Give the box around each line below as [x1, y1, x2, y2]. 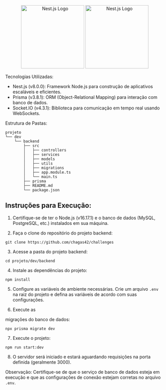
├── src [23, 143, 39, 148]
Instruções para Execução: [5, 201, 92, 210]
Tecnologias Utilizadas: [5, 73, 54, 80]
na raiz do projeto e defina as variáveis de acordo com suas [12, 291, 137, 297]
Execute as [12, 306, 36, 313]
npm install [5, 277, 30, 282]
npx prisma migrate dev [5, 326, 56, 331]
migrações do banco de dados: [5, 316, 70, 322]
